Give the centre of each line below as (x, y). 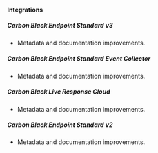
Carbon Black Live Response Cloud (59, 92)
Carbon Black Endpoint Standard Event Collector (79, 59)
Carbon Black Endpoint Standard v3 (60, 25)
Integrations (25, 10)
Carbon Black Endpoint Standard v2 (60, 125)
